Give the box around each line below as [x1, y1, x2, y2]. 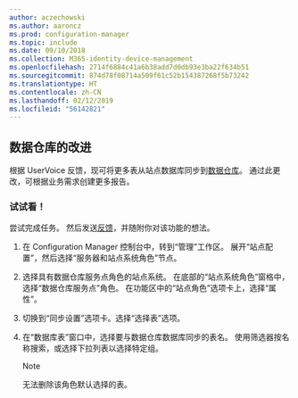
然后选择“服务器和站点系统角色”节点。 [41, 253, 182, 263]
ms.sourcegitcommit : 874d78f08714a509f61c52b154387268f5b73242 [9, 71, 250, 80]
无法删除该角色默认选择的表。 [21, 379, 132, 390]
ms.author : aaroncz [9, 21, 82, 30]
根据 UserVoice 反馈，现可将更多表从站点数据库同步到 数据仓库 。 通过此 [9, 165, 273, 176]
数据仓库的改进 [9, 139, 92, 154]
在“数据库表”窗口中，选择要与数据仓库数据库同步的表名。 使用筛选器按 [21, 332, 283, 343]
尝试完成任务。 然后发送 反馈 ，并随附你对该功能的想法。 [9, 222, 215, 233]
